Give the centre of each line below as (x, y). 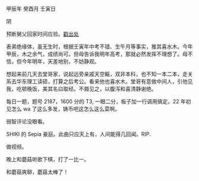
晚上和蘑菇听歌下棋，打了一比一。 (48, 159)
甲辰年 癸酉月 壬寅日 (31, 9)
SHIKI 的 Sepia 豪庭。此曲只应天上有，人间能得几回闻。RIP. (78, 134)
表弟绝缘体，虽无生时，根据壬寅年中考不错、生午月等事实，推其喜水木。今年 (99, 47)
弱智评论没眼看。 (27, 121)
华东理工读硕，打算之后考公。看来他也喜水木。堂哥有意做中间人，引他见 (105, 81)
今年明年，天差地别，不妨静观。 (60, 61)
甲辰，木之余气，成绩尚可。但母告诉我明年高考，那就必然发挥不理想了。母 (97, 54)
